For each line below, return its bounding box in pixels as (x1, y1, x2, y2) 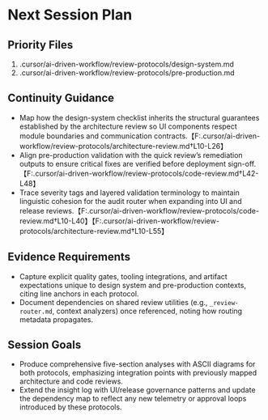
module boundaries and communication (19, 131, 153, 141)
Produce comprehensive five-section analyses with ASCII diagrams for (19, 359, 256, 369)
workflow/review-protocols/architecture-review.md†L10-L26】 (19, 141, 228, 151)
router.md (19, 308, 53, 316)
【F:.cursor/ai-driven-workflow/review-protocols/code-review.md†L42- (19, 168, 259, 178)
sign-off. (227, 159, 257, 168)
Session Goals (7, 338, 82, 352)
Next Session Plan (7, 6, 133, 24)
